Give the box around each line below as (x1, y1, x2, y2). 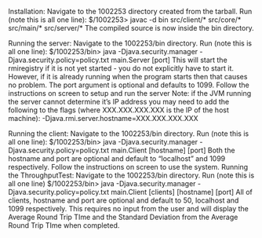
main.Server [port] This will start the (111, 55, 227, 64)
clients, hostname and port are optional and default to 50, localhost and (8, 196, 239, 205)
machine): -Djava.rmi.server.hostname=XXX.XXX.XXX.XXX (8, 114, 198, 123)
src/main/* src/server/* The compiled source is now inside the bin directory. (8, 24, 255, 32)
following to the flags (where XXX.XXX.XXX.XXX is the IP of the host (8, 105, 230, 115)
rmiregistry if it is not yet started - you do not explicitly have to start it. (8, 64, 234, 73)
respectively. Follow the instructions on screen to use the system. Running (8, 163, 249, 171)
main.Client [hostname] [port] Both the (111, 145, 235, 155)
